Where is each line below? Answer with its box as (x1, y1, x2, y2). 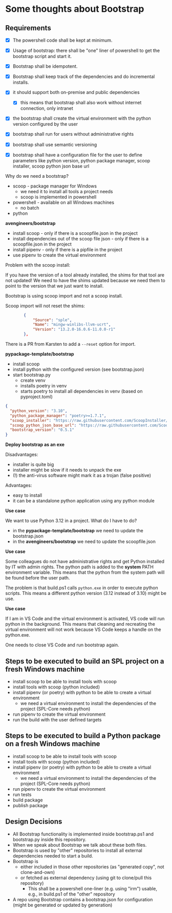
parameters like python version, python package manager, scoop (12, 157, 150, 163)
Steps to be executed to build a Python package (5, 732, 161, 740)
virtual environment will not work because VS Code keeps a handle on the (5, 626, 161, 632)
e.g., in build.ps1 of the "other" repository (28, 891, 115, 897)
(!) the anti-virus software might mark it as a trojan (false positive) (12, 472, 152, 478)
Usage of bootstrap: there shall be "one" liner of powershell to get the (12, 47, 160, 54)
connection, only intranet (20, 105, 73, 111)
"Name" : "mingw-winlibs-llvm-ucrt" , (32, 322, 111, 327)
